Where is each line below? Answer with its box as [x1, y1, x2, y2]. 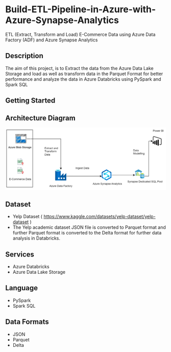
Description [5, 52, 43, 60]
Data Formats [5, 318, 50, 326]
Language [5, 284, 38, 292]
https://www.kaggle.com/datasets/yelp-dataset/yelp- [43, 214, 156, 220]
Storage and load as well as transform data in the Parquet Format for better [5, 71, 163, 77]
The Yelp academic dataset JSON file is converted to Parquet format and [12, 224, 166, 230]
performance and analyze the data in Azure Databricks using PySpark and [5, 76, 162, 82]
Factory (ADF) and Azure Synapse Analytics [5, 37, 98, 43]
